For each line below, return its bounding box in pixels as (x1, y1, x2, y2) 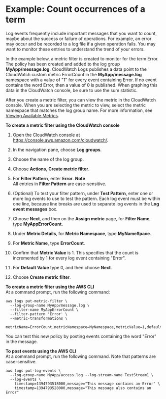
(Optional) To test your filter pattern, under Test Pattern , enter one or (12, 190, 153, 196)
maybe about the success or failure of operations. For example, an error (5, 36, 152, 42)
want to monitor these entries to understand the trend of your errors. (5, 46, 145, 52)
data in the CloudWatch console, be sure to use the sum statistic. (5, 87, 137, 93)
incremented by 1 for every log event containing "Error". (12, 255, 126, 261)
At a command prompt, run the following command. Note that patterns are (5, 353, 156, 359)
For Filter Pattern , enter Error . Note (12, 175, 86, 181)
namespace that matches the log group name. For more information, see (5, 107, 153, 113)
